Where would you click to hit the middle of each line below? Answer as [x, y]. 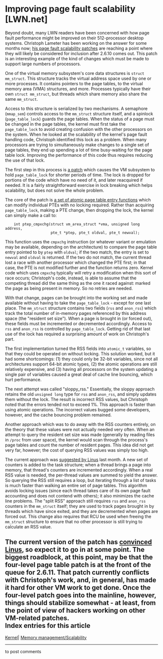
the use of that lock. [25, 160]
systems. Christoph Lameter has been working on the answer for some [76, 43]
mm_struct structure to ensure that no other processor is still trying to [74, 521]
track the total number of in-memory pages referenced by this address [76, 313]
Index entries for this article [48, 626]
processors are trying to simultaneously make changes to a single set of [77, 145]
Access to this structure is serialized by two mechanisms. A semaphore [76, 109]
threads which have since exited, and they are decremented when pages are [81, 511]
